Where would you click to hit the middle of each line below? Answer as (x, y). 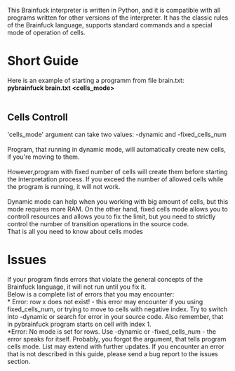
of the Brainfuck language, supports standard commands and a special (110, 25)
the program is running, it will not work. (64, 186)
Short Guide (43, 61)
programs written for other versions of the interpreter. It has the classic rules (118, 18)
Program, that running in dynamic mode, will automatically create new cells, (117, 149)
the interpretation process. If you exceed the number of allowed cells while (115, 179)
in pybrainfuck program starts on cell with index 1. (79, 324)
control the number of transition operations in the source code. (98, 223)
